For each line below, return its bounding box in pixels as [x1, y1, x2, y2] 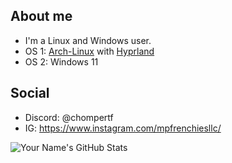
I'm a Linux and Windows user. [24, 34, 152, 46]
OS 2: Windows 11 [24, 55, 99, 68]
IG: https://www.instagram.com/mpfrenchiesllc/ [24, 122, 222, 134]
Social [10, 85, 50, 102]
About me [10, 8, 73, 25]
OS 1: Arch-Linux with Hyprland [24, 45, 155, 57]
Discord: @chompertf [24, 111, 114, 123]
